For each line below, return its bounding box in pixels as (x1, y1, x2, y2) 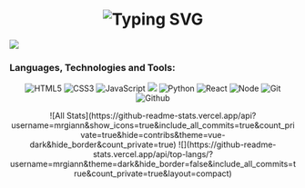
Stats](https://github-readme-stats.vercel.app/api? (66, 110, 257, 122)
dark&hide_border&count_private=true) (29, 139, 177, 150)
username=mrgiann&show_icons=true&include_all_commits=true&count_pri (11, 120, 295, 131)
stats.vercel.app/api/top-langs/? (92, 149, 214, 160)
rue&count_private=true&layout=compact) (74, 168, 232, 179)
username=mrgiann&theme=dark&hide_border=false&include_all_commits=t (10, 159, 296, 170)
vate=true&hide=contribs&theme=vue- (80, 130, 226, 141)
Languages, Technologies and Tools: (9, 61, 176, 74)
